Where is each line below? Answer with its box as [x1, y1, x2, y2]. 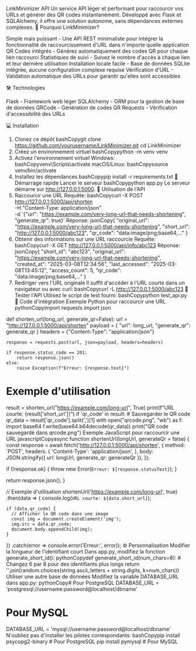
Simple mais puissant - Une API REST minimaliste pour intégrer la [6, 35, 164, 42]
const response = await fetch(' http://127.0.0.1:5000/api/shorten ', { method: [6, 441, 185, 448]
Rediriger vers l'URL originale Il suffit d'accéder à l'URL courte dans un [14, 279, 185, 286]
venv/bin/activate [14, 167, 57, 174]
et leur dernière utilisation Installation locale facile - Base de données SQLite [6, 60, 190, 67]
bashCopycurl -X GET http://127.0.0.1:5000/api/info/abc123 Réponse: [14, 242, 180, 249]
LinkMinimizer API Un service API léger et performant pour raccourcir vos [6, 5, 184, 12]
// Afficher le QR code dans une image [11, 511, 109, 516]
